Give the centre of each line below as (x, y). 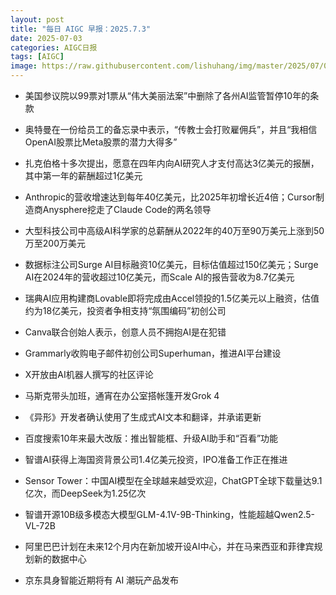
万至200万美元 (55, 243)
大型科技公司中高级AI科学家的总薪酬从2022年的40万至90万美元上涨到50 (174, 230)
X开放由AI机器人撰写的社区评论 (89, 374)
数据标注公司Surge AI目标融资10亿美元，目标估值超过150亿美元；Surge (171, 264)
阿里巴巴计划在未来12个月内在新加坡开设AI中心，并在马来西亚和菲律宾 (169, 546)
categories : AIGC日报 (54, 47)
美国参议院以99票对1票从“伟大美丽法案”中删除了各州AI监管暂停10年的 (167, 95)
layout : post (37, 19)
